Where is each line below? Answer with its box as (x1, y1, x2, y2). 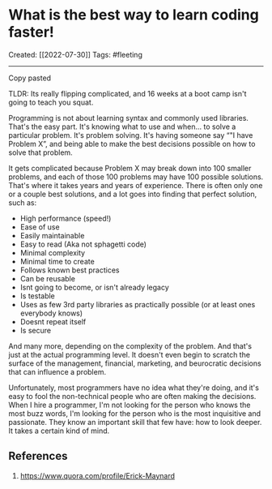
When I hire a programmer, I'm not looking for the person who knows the (8, 400, 251, 410)
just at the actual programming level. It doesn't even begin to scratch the (8, 350, 251, 359)
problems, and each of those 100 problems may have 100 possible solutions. (8, 172, 264, 182)
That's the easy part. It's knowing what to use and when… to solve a (8, 122, 236, 131)
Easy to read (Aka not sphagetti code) (19, 239, 147, 249)
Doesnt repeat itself (19, 316, 87, 326)
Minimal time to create (19, 256, 95, 266)
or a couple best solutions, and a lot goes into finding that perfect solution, (8, 189, 257, 199)
